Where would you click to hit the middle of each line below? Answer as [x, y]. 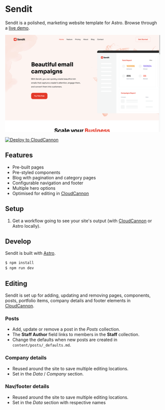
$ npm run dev [20, 268]
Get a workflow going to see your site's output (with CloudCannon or [82, 221]
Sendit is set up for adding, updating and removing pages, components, [78, 295]
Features [19, 155]
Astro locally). [26, 226]
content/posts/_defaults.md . [42, 345]
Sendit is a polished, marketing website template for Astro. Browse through [81, 23]
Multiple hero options [34, 188]
